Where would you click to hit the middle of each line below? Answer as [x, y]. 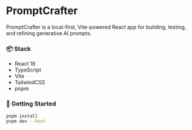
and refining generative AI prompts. [49, 33]
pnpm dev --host [26, 121]
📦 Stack [18, 49]
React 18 [25, 64]
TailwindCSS [30, 83]
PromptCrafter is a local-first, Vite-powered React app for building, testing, [96, 27]
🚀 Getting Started [31, 104]
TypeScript [28, 70]
